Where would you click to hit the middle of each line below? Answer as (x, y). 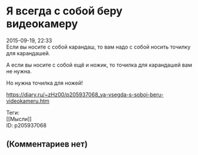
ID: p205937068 (26, 125)
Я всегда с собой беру (64, 11)
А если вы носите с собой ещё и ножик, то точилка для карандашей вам (99, 65)
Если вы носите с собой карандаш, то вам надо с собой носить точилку (98, 47)
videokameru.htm (28, 101)
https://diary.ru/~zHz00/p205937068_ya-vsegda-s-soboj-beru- (85, 94)
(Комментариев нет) (47, 144)
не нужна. (19, 71)
